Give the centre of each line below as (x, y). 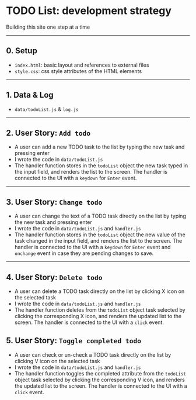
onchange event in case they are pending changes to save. (84, 253)
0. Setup (22, 51)
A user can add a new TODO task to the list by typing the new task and (99, 147)
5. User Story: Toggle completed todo (74, 341)
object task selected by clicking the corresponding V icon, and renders (99, 380)
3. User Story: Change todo (54, 202)
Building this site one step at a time (48, 27)
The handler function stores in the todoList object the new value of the (100, 235)
